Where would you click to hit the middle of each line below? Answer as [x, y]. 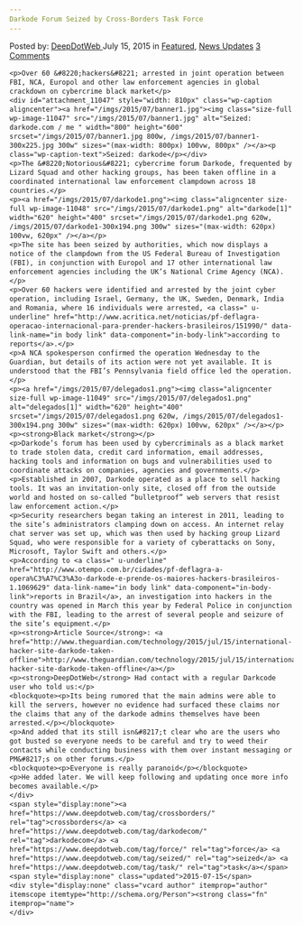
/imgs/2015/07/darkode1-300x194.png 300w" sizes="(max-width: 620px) [143, 227]
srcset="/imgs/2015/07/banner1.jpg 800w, [88, 136]
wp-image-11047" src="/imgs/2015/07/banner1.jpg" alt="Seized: [131, 118]
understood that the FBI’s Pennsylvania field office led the [129, 371]
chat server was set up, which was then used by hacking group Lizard [145, 533]
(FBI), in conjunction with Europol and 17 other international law [141, 263]
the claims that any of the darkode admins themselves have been [134, 714]
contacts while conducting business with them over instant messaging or [151, 750]
